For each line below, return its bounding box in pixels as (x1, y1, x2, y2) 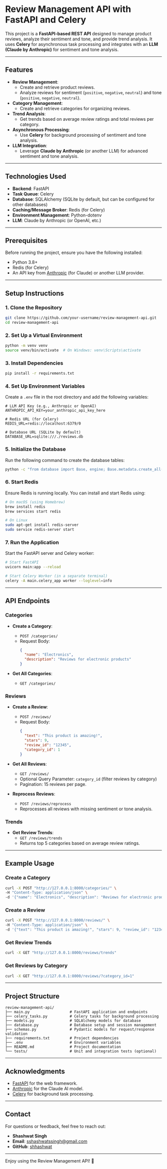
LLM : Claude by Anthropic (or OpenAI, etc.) (12, 217, 101, 223)
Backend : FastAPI (12, 186, 50, 192)
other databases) (12, 201, 48, 208)
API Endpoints (5, 597, 50, 605)
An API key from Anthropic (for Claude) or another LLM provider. (12, 270, 145, 276)
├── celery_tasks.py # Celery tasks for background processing (5, 1014, 159, 1019)
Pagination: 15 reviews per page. (19, 781, 87, 787)
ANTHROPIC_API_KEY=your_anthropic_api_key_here (5, 408, 106, 413)
